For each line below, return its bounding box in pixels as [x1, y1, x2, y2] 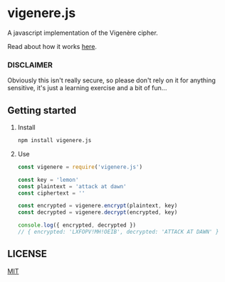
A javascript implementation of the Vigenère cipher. [7, 28, 158, 37]
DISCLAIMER [7, 60, 53, 70]
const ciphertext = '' [17, 190, 85, 197]
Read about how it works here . [7, 42, 98, 50]
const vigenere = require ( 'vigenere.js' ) [17, 163, 143, 170]
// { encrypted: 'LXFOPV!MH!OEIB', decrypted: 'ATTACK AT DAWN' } [17, 229, 219, 236]
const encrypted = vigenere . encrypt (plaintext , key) [17, 202, 178, 210]
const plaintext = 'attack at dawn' [17, 183, 127, 190]
